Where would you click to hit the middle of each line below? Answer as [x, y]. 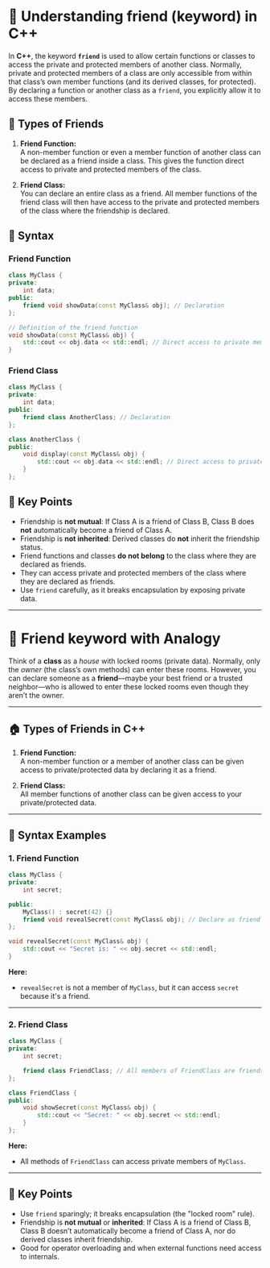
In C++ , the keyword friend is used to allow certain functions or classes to [132, 56]
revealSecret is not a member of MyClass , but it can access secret [129, 987]
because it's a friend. [55, 996]
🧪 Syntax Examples [57, 835]
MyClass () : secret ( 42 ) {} [68, 912]
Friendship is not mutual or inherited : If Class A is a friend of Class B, [135, 1222]
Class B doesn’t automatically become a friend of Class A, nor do [128, 1231]
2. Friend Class [38, 1025]
